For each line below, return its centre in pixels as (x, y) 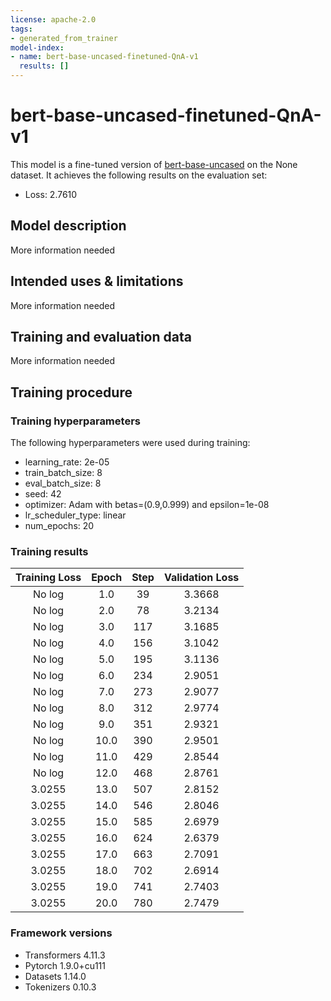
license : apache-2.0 (53, 19)
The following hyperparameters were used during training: (130, 443)
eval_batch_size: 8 (63, 483)
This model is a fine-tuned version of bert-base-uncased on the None (154, 164)
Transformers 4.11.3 (65, 955)
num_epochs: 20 (59, 526)
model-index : (37, 47)
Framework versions (61, 933)
